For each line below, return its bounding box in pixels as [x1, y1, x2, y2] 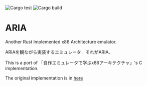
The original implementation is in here [5, 75, 83, 81]
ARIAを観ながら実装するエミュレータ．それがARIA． [5, 49, 113, 55]
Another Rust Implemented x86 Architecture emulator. [5, 38, 117, 44]
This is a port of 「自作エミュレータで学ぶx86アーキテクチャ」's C [5, 59, 142, 65]
